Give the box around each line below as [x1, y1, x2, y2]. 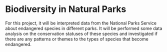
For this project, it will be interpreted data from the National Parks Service [5, 20, 157, 26]
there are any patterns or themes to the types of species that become [5, 36, 148, 42]
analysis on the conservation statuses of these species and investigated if [5, 30, 157, 36]
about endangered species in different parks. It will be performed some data [5, 25, 162, 31]
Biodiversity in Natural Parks [5, 3, 126, 15]
